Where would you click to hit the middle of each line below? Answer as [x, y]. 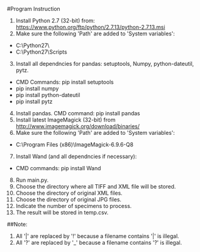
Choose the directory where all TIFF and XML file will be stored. [96, 186]
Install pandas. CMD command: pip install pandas [78, 113]
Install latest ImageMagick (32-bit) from [66, 120]
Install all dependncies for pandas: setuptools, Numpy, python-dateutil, [105, 64]
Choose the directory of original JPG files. [68, 200]
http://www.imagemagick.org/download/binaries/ [77, 126]
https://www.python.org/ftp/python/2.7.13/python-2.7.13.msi [90, 27]
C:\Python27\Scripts [41, 52]
